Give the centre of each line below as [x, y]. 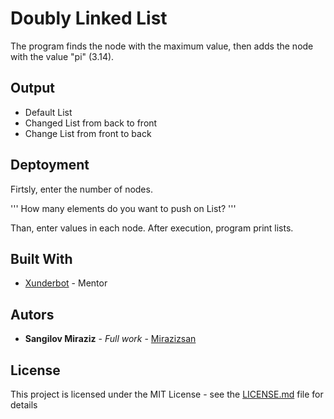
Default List [48, 112]
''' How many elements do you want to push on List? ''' [123, 208]
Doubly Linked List [89, 18]
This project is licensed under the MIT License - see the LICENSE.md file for [167, 394]
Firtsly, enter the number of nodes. [81, 189]
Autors [32, 314]
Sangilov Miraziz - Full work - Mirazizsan [110, 339]
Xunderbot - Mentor [66, 283]
